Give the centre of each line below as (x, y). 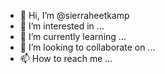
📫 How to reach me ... (66, 58)
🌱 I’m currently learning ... (73, 36)
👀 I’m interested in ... (62, 26)
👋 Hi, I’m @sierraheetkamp (74, 15)
